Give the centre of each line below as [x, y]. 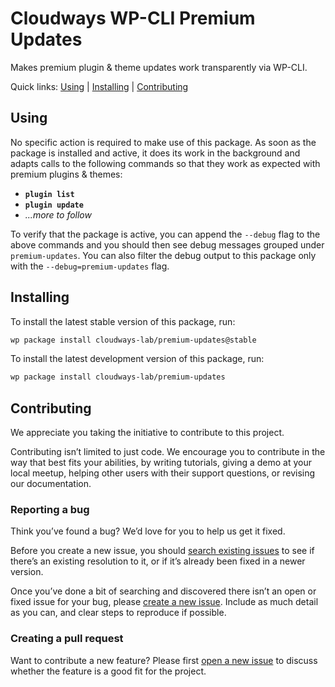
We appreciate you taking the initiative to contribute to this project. [147, 433]
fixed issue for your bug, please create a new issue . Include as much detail [164, 602]
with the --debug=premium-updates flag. [90, 266]
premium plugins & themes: [66, 174]
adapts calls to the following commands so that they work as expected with [165, 163]
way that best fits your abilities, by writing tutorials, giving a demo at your [161, 463]
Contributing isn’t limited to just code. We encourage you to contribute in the [168, 452]
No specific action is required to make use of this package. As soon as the [163, 142]
